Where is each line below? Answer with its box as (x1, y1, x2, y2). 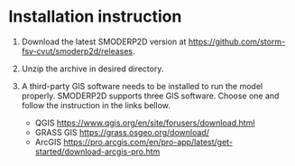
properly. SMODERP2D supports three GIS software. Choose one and (21, 90, 280, 101)
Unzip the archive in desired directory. (21, 63, 164, 74)
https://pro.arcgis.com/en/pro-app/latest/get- (63, 136, 234, 147)
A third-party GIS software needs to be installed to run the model (21, 80, 263, 91)
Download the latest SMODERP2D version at (21, 36, 187, 47)
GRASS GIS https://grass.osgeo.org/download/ (34, 126, 209, 137)
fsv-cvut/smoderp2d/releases (21, 45, 133, 56)
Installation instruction (8, 6, 182, 27)
